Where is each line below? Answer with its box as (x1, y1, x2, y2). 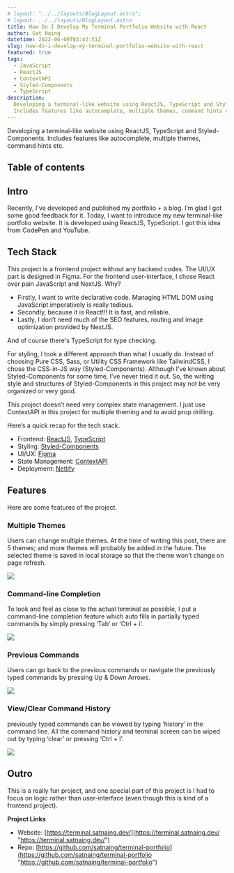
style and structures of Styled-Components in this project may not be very (7, 379, 221, 388)
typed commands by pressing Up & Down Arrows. (7, 674, 151, 682)
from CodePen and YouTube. (7, 226, 91, 234)
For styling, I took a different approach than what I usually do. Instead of (7, 349, 214, 358)
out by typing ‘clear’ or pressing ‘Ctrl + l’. (7, 734, 124, 743)
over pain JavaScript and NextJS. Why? (7, 280, 121, 288)
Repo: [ (17, 843, 38, 851)
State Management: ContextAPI (17, 457, 108, 465)
